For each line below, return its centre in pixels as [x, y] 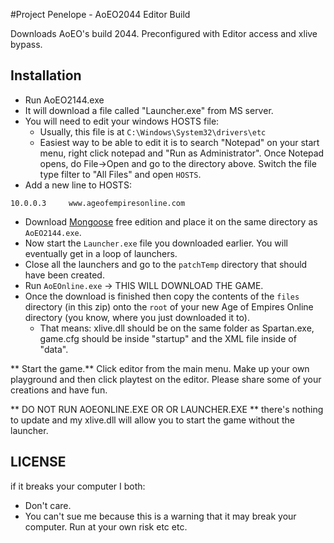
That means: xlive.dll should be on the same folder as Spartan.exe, [177, 328]
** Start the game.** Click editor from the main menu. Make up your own [160, 368]
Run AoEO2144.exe [64, 100]
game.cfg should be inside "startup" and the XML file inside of [168, 338]
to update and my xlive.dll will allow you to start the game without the [152, 420]
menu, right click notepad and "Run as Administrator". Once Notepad [182, 153]
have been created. [64, 275]
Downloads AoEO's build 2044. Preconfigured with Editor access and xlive [164, 33]
